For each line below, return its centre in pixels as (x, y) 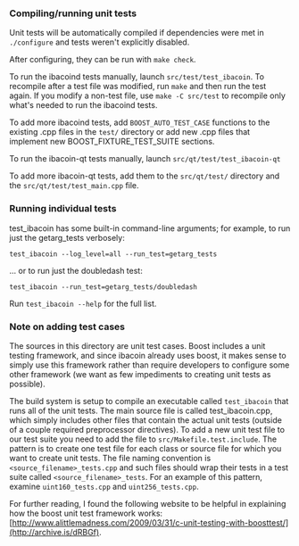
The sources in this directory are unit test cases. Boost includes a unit (137, 345)
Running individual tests (63, 209)
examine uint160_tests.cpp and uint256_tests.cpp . (104, 486)
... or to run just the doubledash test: (76, 270)
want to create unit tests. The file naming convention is (110, 458)
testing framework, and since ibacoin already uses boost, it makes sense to (148, 355)
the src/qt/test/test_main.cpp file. (75, 186)
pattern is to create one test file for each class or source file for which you (145, 448)
